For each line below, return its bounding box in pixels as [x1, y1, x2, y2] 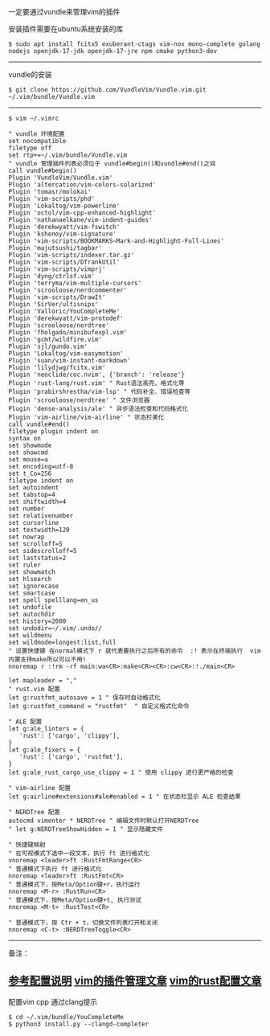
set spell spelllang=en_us [8, 596, 99, 604]
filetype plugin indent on [8, 428, 99, 436]
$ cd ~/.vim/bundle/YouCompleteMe [8, 1013, 125, 1021]
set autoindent [8, 484, 59, 492]
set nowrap [8, 533, 45, 541]
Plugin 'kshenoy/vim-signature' [8, 230, 117, 238]
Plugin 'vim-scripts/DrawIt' [8, 293, 106, 301]
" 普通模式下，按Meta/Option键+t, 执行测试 [8, 896, 142, 904]
